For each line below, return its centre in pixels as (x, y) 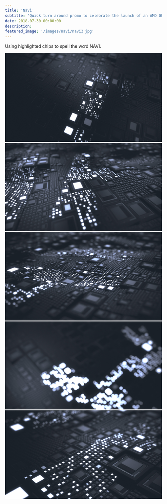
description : (19, 26)
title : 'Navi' (20, 10)
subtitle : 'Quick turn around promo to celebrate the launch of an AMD (81, 16)
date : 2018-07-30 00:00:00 (33, 21)
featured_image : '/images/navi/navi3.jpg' (50, 32)
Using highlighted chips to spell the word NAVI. (53, 46)
